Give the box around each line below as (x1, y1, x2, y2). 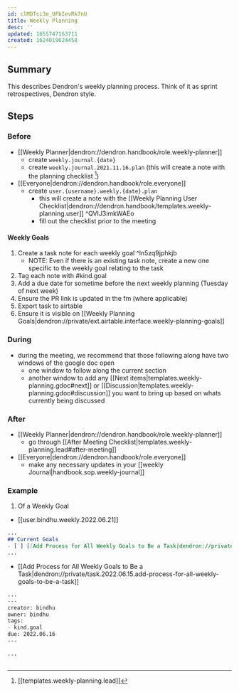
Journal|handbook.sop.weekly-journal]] (28, 468, 145, 477)
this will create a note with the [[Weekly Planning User (38, 194, 198, 203)
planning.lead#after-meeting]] (28, 445, 117, 454)
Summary (7, 63, 52, 75)
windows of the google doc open (17, 358, 115, 367)
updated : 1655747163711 (7, 30, 78, 38)
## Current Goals (7, 536, 59, 543)
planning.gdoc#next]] (28, 381, 92, 390)
